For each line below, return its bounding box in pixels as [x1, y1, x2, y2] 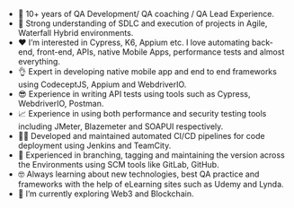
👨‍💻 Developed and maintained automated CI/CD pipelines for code [17, 131, 265, 141]
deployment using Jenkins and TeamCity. [17, 140, 172, 151]
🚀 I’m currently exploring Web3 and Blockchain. [17, 188, 194, 199]
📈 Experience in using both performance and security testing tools [17, 108, 267, 118]
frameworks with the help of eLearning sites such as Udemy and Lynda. [17, 179, 285, 189]
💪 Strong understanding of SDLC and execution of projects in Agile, [17, 18, 268, 29]
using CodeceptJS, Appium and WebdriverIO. [17, 79, 187, 90]
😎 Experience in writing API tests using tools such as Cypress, [17, 89, 251, 99]
